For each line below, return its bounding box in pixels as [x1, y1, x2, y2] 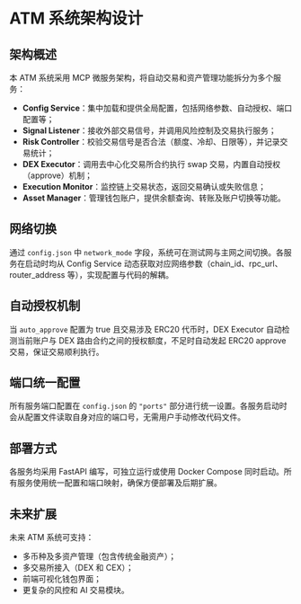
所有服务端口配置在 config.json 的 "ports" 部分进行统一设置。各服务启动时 [9, 401, 288, 412]
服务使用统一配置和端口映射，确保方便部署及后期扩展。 [16, 477, 222, 488]
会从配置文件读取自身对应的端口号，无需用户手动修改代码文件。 [9, 412, 245, 422]
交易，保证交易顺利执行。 [9, 346, 104, 357]
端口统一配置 [9, 375, 81, 391]
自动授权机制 [9, 298, 81, 314]
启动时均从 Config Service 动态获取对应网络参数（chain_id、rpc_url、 [24, 258, 283, 269]
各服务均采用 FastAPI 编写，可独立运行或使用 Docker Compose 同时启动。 [9, 466, 285, 477]
